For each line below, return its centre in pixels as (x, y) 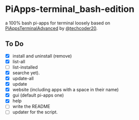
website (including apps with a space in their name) (65, 90)
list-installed (25, 67)
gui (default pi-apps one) (38, 95)
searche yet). (26, 73)
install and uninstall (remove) (42, 56)
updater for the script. (35, 112)
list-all (19, 61)
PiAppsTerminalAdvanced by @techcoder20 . (51, 28)
